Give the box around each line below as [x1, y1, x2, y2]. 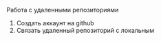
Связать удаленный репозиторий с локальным [16, 27, 155, 34]
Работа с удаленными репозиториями [6, 6, 119, 14]
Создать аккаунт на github [16, 19, 94, 27]
